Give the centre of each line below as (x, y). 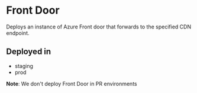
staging (24, 66)
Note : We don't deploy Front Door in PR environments (72, 84)
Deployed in (29, 52)
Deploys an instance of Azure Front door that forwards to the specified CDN (98, 27)
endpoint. (18, 33)
